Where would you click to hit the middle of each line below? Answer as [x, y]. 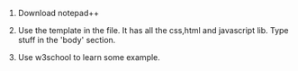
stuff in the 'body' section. [67, 40]
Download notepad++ [59, 13]
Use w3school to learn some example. [89, 57]
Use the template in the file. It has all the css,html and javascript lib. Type [154, 30]
